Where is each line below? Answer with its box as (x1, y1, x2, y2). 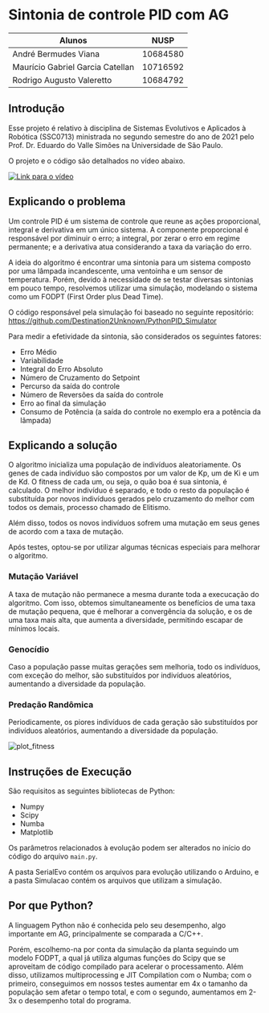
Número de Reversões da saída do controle (19, 389, 164, 399)
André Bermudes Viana (12, 48, 100, 60)
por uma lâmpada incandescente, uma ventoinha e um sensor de (8, 266, 223, 275)
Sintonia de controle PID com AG (8, 6, 229, 24)
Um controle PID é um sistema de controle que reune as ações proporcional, (8, 216, 261, 226)
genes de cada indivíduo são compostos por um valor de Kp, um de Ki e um (8, 468, 259, 478)
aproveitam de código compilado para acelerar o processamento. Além (8, 962, 243, 971)
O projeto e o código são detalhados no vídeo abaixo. (8, 155, 185, 166)
